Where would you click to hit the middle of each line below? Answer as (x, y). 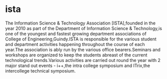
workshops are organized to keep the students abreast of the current (76, 55)
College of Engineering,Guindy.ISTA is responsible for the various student (81, 39)
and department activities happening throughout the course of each (75, 44)
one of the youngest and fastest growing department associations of (76, 33)
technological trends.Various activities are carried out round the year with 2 (83, 60)
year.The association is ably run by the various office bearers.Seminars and (83, 49)
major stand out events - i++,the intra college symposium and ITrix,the (78, 65)
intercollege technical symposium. (40, 70)
